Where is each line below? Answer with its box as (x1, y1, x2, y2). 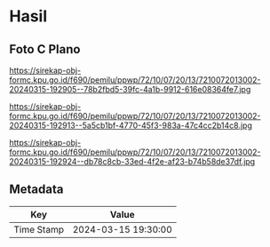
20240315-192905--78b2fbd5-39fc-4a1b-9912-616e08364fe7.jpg (9, 84, 251, 94)
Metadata (9, 182, 64, 197)
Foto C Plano (9, 42, 81, 57)
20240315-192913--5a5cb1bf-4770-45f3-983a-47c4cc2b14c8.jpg (9, 120, 253, 131)
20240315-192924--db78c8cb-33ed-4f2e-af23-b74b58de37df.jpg (9, 156, 256, 166)
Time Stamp (13, 223, 65, 235)
